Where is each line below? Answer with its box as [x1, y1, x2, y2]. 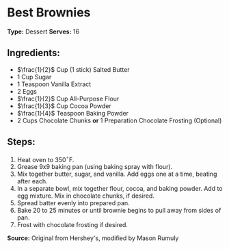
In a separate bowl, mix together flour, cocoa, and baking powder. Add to [16, 185, 223, 193]
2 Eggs [16, 87, 38, 95]
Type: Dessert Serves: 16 [7, 27, 80, 36]
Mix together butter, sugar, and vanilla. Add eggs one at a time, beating [16, 170, 217, 179]
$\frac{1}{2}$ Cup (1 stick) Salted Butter [16, 65, 130, 73]
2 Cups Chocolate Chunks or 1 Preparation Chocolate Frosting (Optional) [16, 116, 222, 124]
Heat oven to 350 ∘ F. [16, 154, 75, 163]
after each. [16, 177, 48, 185]
